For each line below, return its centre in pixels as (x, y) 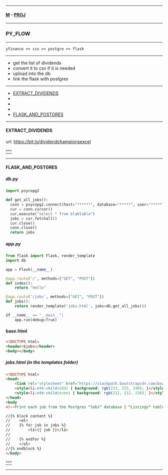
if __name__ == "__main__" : (35, 315)
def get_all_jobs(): (27, 200)
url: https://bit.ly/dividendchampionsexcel (48, 141)
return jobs (23, 232)
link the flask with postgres (41, 78)
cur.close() (23, 223)
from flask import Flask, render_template (50, 256)
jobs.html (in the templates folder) (42, 362)
